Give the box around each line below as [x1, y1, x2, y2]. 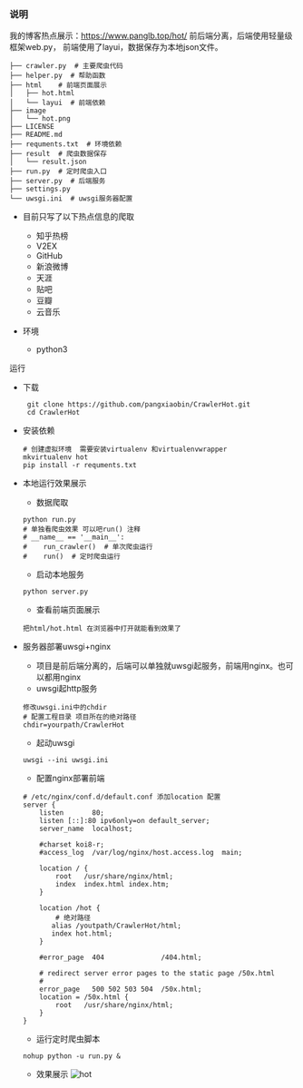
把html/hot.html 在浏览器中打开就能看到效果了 [22, 624, 181, 633]
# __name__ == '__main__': [22, 533, 125, 542]
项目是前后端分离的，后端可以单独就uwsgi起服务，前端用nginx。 [35, 661, 279, 671]
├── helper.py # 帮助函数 [9, 71, 106, 81]
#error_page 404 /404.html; [39, 953, 202, 963]
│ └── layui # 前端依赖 [9, 98, 106, 108]
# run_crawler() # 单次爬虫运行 [22, 543, 153, 552]
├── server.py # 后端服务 [9, 177, 106, 186]
